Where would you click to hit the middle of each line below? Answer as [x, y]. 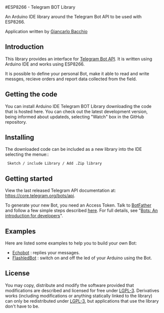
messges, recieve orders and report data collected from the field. [71, 79]
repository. [16, 122]
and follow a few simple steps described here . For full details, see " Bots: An [82, 210]
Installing [20, 138]
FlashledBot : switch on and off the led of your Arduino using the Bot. [82, 258]
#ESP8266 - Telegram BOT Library [40, 7]
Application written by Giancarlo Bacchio [46, 31]
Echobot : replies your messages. [46, 253]
